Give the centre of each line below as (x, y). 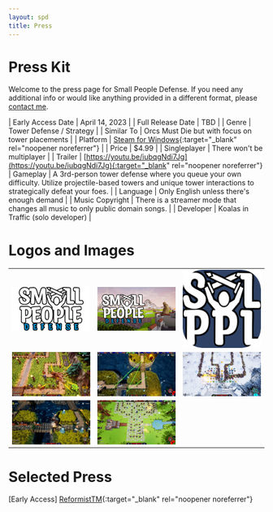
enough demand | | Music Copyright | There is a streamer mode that (123, 200)
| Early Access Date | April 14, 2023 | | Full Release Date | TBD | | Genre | (130, 123)
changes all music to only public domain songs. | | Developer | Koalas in (129, 209)
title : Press (30, 26)
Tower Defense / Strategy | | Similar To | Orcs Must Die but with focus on (130, 131)
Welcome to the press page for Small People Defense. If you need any (126, 89)
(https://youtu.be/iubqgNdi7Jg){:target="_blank (88, 166)
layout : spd (28, 17)
